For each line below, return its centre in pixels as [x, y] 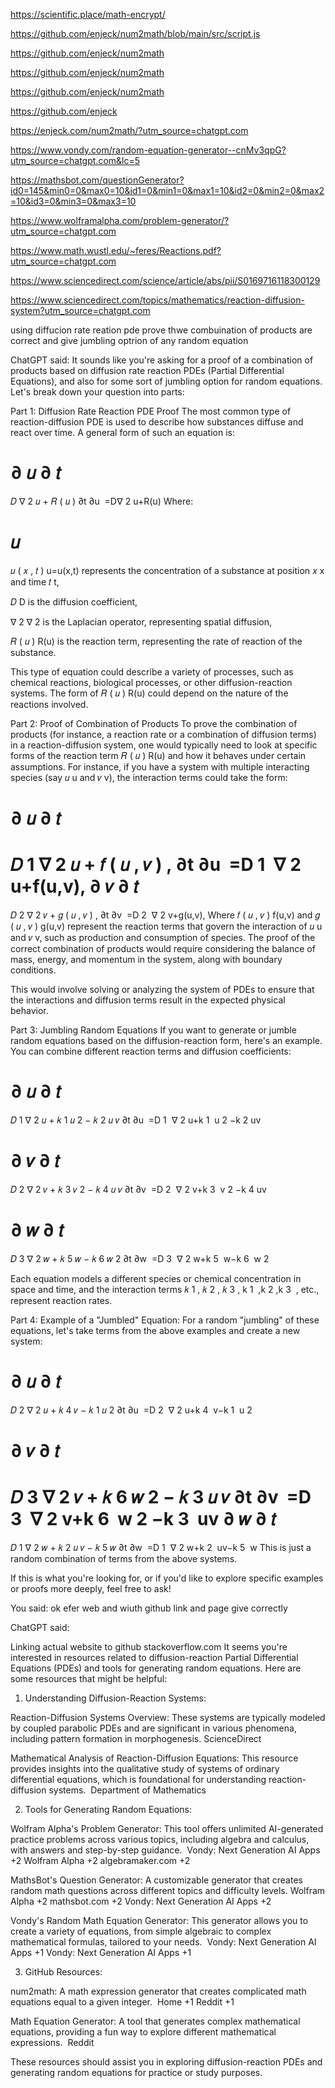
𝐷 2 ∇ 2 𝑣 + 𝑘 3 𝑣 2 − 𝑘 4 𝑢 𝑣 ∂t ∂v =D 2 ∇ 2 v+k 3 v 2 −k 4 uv [138, 1189]
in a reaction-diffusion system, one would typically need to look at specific [164, 745]
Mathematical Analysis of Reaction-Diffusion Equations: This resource [154, 1758]
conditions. [33, 970]
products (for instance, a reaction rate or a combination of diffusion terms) [163, 734]
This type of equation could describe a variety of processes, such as [152, 671]
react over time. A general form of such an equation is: [122, 432]
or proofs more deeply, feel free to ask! [91, 1588]
